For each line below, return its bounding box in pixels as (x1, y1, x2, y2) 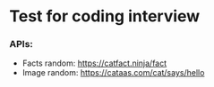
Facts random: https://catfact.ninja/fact (21, 58, 167, 68)
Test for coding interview (9, 6, 201, 27)
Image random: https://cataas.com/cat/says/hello (21, 67, 205, 78)
